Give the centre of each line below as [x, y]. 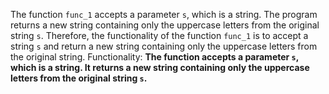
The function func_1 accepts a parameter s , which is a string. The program [164, 14]
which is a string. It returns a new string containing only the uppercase [160, 67]
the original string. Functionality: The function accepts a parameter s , [154, 57]
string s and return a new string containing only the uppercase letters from [164, 46]
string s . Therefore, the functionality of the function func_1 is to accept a [159, 35]
